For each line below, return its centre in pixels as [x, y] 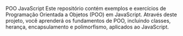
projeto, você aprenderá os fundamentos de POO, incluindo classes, [88, 21]
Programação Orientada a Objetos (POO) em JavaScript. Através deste [91, 15]
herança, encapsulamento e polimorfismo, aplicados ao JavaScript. [87, 27]
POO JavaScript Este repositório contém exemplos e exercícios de [86, 8]
